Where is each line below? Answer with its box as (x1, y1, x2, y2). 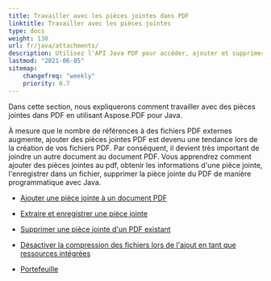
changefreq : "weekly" (23, 72, 95, 80)
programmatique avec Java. (8, 177, 102, 187)
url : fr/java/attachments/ (8, 42, 99, 50)
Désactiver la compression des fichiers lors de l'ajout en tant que (19, 240, 236, 250)
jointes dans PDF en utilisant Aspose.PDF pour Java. (8, 110, 183, 120)
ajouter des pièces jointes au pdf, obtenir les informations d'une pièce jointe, (8, 160, 263, 170)
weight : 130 (8, 34, 48, 43)
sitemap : (8, 65, 38, 73)
